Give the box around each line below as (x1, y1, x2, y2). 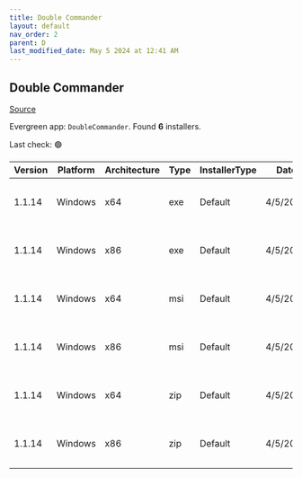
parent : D (9, 38, 47, 48)
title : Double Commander (9, 13, 102, 22)
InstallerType (199, 164, 258, 176)
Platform (57, 164, 96, 176)
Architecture (104, 164, 160, 176)
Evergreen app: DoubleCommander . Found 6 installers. (9, 120, 202, 131)
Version (13, 164, 49, 176)
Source (9, 103, 36, 114)
